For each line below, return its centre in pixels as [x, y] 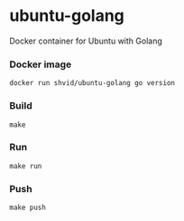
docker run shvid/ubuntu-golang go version [92, 83]
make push [28, 208]
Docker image [41, 64]
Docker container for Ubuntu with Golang [86, 41]
